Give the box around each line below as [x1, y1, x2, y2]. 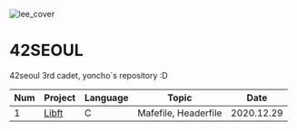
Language [84, 91, 129, 104]
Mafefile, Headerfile [137, 107, 223, 119]
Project [44, 91, 76, 104]
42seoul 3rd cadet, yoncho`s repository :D [9, 70, 168, 80]
